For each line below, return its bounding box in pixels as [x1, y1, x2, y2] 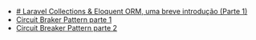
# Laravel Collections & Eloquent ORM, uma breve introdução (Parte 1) [15, 7, 248, 16]
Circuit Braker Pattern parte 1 [15, 15, 112, 24]
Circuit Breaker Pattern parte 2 [15, 24, 118, 32]
